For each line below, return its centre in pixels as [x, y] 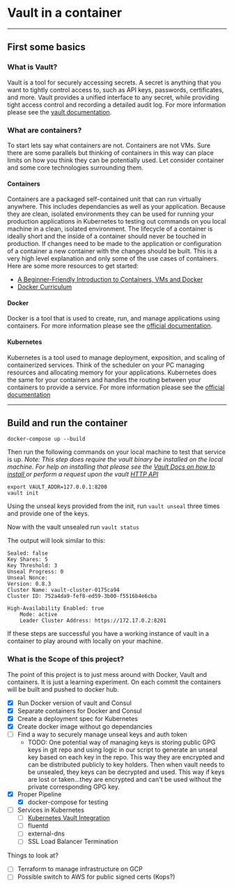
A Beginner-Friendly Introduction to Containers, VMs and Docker [110, 279]
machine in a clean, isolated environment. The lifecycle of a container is [110, 229]
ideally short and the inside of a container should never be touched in [107, 236]
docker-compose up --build [46, 439]
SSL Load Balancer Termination [73, 842]
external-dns [46, 834]
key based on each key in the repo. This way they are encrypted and [126, 757]
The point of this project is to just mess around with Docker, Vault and [107, 674]
